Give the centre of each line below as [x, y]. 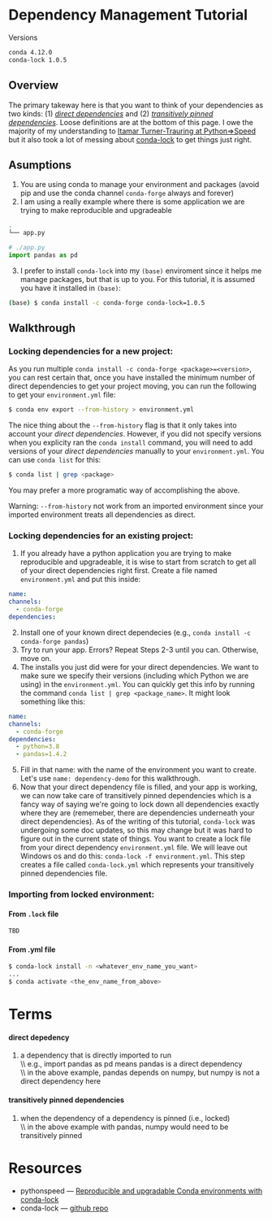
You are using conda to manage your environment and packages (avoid [140, 185]
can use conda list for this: [55, 460]
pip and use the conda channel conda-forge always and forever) [127, 193]
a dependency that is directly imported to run [96, 1055]
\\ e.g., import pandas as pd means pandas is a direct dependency [131, 1064]
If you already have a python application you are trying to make [126, 554]
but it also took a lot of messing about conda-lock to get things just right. [130, 139]
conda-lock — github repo [64, 1208]
